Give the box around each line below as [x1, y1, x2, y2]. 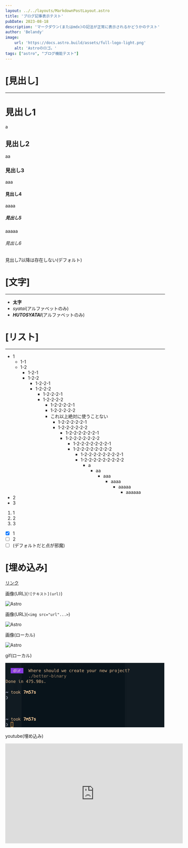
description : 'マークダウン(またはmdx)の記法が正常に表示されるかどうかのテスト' [5, 24, 160, 29]
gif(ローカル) [5, 652, 32, 658]
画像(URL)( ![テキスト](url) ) [5, 590, 63, 596]
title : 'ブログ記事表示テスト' [5, 13, 64, 19]
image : [5, 35, 19, 40]
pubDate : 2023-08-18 [5, 19, 49, 24]
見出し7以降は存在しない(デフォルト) [5, 257, 83, 263]
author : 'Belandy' [5, 29, 44, 35]
